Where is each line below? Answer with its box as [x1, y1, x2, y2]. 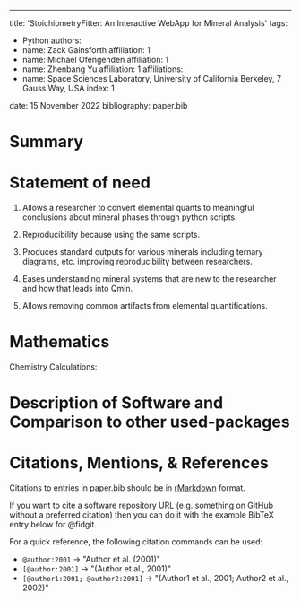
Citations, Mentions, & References [9, 453, 269, 474]
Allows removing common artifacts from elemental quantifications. [21, 300, 268, 311]
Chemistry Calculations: [9, 361, 98, 372]
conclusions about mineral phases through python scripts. [21, 212, 237, 222]
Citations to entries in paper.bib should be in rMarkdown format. [9, 483, 246, 493]
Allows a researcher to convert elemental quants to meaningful [21, 203, 254, 213]
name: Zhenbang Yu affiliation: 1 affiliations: [21, 64, 184, 74]
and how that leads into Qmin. [21, 283, 133, 294]
